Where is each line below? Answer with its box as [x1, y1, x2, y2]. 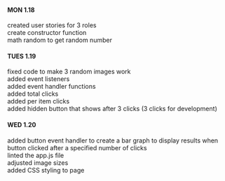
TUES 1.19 [7, 52, 36, 60]
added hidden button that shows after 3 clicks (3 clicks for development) [7, 105, 217, 113]
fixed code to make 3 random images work [7, 67, 131, 76]
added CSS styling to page [7, 166, 85, 174]
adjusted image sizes [7, 158, 69, 167]
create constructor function [7, 29, 87, 37]
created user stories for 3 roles [7, 21, 97, 29]
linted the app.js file [7, 151, 64, 159]
